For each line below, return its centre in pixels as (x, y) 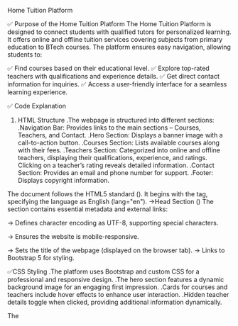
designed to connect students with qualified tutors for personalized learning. (119, 32)
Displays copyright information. (64, 180)
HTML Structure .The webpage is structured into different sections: (116, 120)
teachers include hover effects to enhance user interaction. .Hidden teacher (118, 294)
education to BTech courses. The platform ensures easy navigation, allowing (119, 47)
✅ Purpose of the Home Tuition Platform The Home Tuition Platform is (109, 24)
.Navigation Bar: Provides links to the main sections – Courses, (109, 128)
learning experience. (38, 92)
